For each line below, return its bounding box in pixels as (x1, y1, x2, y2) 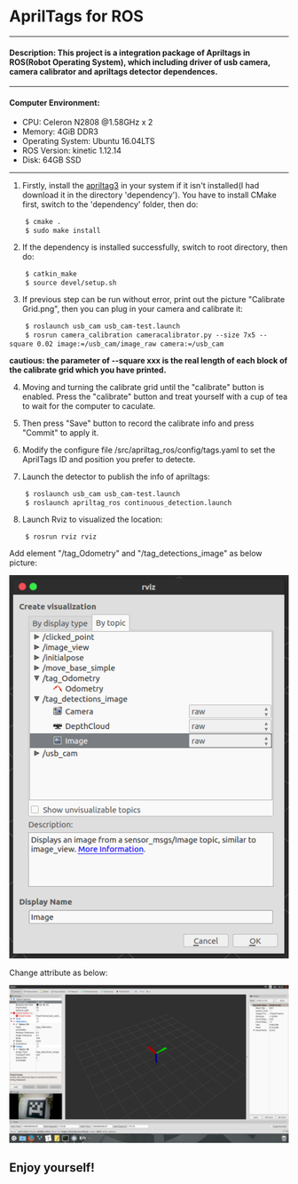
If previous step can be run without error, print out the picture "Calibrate (21, 294, 286, 305)
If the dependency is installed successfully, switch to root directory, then (21, 242, 288, 252)
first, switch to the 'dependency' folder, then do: (21, 199, 199, 210)
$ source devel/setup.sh (25, 278, 117, 288)
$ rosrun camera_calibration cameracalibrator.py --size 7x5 (25, 331, 255, 340)
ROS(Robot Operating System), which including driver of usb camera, (9, 56, 271, 68)
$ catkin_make (25, 269, 77, 279)
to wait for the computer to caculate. (21, 401, 156, 412)
